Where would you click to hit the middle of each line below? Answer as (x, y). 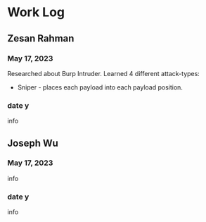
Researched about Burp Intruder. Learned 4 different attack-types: (104, 73)
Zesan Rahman (41, 38)
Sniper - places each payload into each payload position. (100, 87)
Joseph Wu (33, 143)
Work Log (36, 12)
